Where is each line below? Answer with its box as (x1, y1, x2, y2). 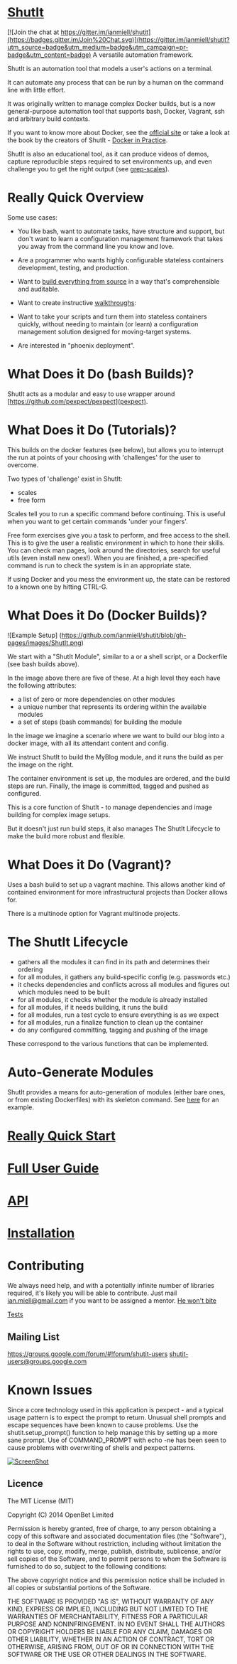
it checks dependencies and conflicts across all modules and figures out (17, 980, 230, 988)
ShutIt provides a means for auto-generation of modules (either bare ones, (7, 1087, 226, 1096)
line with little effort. (7, 85, 66, 94)
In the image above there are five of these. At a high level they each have (7, 673, 221, 682)
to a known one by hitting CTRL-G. (7, 582, 109, 591)
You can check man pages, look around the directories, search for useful (7, 545, 221, 555)
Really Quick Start (7, 1128, 116, 1143)
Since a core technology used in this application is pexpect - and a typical (7, 1405, 224, 1414)
